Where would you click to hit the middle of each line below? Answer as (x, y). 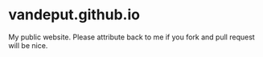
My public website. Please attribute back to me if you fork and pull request (131, 37)
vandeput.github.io (74, 15)
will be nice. (28, 45)
